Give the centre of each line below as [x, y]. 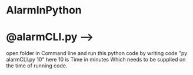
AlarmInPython [44, 10]
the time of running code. [37, 66]
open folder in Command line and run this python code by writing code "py [97, 53]
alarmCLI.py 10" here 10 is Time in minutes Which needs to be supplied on [96, 60]
